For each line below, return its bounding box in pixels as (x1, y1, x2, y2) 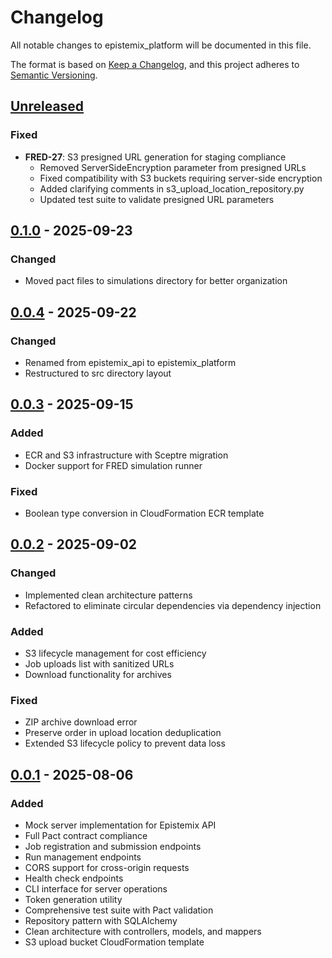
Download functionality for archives (24, 668, 172, 680)
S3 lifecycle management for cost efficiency (24, 647, 207, 659)
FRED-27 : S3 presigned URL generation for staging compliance (24, 151, 287, 163)
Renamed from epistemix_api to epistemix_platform (24, 357, 237, 368)
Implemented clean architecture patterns (24, 589, 193, 601)
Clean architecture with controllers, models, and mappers (24, 925, 262, 937)
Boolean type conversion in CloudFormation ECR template (24, 507, 265, 519)
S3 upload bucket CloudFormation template (24, 936, 205, 948)
